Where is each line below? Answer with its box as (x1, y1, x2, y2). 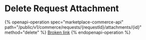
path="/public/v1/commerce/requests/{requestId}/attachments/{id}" (4, 24, 142, 30)
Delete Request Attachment (4, 3, 119, 14)
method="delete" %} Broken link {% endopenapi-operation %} (4, 29, 131, 35)
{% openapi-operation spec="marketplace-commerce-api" (4, 19, 124, 25)
